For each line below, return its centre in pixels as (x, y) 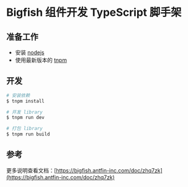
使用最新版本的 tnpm (41, 60)
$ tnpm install (25, 101)
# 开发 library (25, 112)
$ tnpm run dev (25, 118)
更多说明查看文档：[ (31, 170)
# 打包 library (25, 129)
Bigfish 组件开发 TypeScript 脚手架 (94, 12)
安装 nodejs (29, 53)
